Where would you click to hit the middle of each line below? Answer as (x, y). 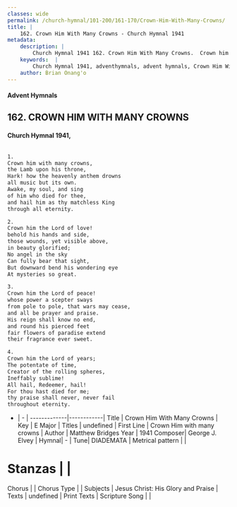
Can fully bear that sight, (49, 261)
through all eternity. (41, 209)
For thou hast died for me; (49, 391)
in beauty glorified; (39, 248)
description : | (42, 47)
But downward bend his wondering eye (63, 268)
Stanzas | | (39, 469)
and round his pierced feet (49, 326)
